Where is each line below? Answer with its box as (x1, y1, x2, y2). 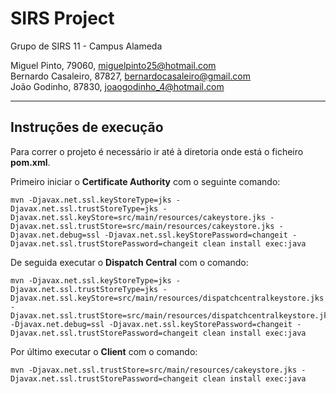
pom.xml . (10, 156, 51, 168)
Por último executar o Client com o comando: (10, 345, 198, 357)
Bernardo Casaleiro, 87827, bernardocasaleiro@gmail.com (10, 70, 251, 82)
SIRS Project (10, 7, 115, 30)
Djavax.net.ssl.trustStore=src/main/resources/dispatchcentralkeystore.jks (10, 310, 333, 321)
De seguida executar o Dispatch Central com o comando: (10, 256, 249, 268)
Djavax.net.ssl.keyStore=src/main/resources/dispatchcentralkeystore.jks (10, 293, 325, 303)
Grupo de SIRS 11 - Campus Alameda (10, 40, 163, 52)
